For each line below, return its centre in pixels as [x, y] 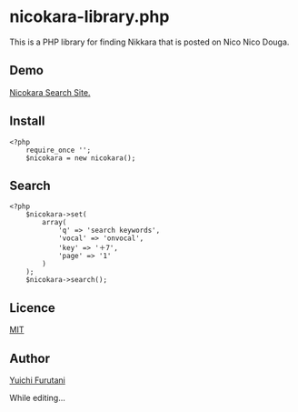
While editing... [38, 398]
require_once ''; [59, 150]
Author [30, 358]
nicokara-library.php [89, 17]
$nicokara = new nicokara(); [81, 158]
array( [55, 223]
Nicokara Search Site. [50, 92]
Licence [33, 308]
